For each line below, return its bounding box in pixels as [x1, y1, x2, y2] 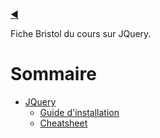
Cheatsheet [39, 117, 88, 129]
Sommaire [10, 63, 97, 86]
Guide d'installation [39, 106, 120, 118]
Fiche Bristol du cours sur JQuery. [10, 28, 152, 39]
